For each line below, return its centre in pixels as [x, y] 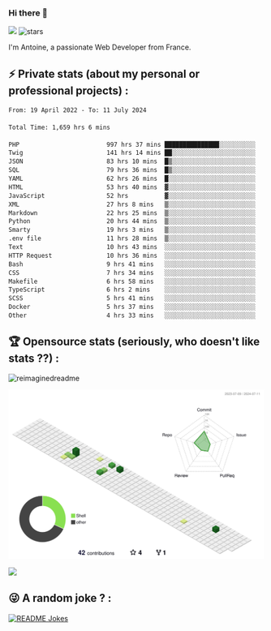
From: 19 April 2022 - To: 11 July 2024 [78, 110]
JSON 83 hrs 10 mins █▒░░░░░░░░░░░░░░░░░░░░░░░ [132, 161]
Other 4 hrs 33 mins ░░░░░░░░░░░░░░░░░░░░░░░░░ [132, 315]
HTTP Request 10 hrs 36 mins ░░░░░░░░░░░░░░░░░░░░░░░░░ [132, 255]
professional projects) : [69, 90]
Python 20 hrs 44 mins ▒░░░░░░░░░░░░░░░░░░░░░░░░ [132, 221]
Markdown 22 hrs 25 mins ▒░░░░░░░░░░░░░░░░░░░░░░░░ [132, 213]
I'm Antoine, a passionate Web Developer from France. [100, 47]
